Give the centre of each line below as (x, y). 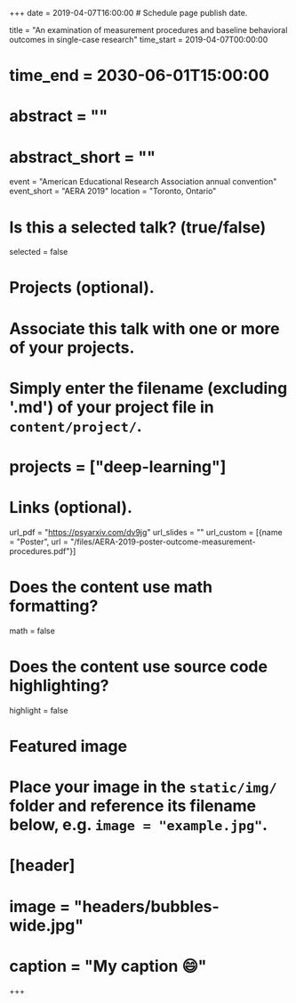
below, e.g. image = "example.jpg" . (139, 825)
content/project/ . (76, 426)
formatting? (54, 606)
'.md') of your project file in (112, 407)
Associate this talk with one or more (144, 328)
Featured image (68, 746)
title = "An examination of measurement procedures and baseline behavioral (148, 30)
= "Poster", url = (39, 542)
